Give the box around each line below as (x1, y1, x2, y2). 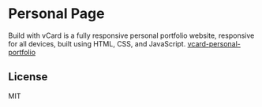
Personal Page (8, 5, 105, 23)
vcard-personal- (187, 39, 241, 48)
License (8, 70, 48, 83)
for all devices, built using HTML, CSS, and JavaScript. (8, 39, 186, 48)
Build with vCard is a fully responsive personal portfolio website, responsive (8, 31, 255, 40)
